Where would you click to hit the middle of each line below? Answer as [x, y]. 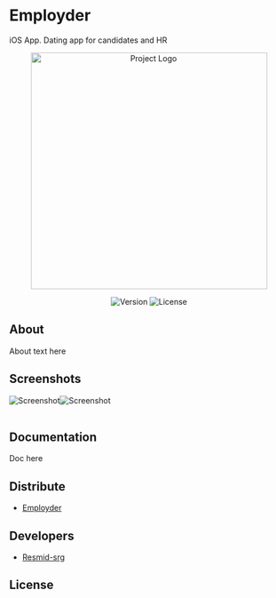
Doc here [26, 458]
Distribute [37, 486]
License [32, 585]
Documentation [53, 437]
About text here [38, 351]
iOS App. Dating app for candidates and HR [88, 40]
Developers [42, 535]
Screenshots [45, 379]
